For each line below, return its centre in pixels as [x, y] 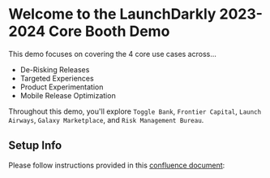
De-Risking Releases [55, 69]
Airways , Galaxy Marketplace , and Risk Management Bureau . [106, 119]
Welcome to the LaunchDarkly [112, 14]
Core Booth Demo [109, 31]
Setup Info [35, 146]
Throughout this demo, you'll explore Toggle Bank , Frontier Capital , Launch [135, 111]
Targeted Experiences [57, 78]
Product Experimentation [62, 87]
